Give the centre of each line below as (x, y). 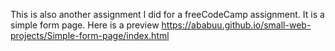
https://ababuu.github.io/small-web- (236, 25)
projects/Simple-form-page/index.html (90, 35)
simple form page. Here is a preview (85, 25)
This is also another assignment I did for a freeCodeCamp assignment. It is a (167, 14)
